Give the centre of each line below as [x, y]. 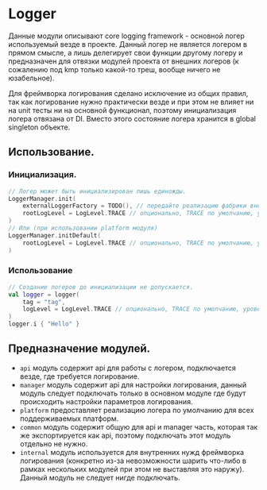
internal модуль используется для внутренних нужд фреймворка [132, 452]
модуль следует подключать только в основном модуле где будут [133, 393]
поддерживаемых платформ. [69, 419]
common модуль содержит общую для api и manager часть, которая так [139, 426]
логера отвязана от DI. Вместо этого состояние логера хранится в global [132, 118]
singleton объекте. [39, 127]
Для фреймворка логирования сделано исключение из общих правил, [128, 93]
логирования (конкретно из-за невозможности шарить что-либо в [133, 461]
